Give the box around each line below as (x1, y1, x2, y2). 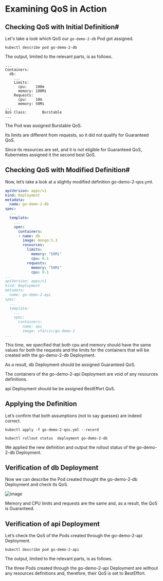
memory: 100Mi (18, 89, 47, 93)
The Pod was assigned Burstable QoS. (5, 123, 82, 128)
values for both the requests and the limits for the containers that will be (5, 347, 149, 353)
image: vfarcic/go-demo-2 (22, 328, 75, 333)
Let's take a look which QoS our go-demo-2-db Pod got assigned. (5, 36, 134, 41)
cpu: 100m (18, 84, 45, 89)
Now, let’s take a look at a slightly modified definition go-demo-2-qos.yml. (5, 179, 153, 184)
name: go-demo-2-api (9, 292, 51, 297)
